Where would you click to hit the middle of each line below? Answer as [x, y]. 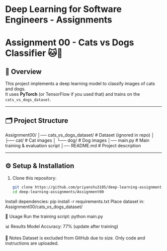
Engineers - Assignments [59, 20]
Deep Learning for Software [63, 9]
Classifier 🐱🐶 [34, 53]
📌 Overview [23, 72]
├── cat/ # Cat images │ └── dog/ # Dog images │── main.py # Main [78, 140]
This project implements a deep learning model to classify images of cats [80, 84]
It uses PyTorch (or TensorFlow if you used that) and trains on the [73, 94]
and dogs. [15, 89]
